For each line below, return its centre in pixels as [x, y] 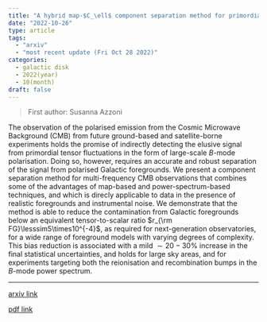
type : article [32, 30]
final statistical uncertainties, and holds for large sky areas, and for [117, 254]
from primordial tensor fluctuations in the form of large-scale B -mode [122, 153]
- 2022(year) [37, 75]
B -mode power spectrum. [50, 271]
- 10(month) [35, 82]
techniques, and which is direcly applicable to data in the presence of [122, 195]
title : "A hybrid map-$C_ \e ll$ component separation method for [117, 16]
